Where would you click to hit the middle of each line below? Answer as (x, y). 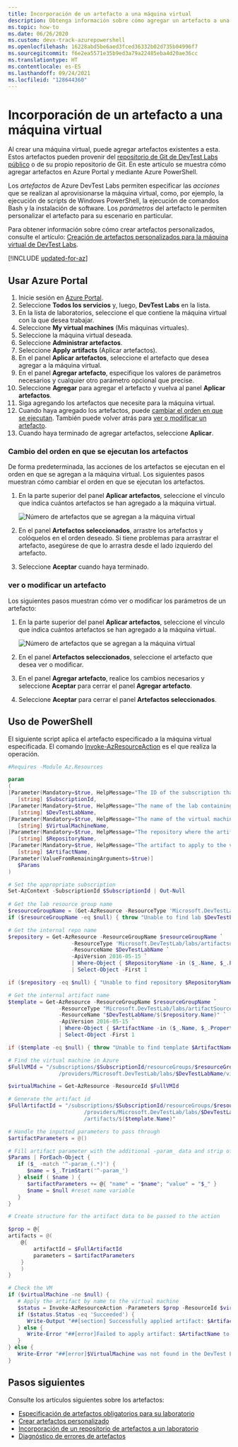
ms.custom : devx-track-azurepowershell (67, 40)
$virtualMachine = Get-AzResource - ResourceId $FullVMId (94, 1086)
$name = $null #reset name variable (81, 1191)
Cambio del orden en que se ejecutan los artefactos (98, 452)
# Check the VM (30, 1288)
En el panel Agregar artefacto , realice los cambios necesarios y (111, 678)
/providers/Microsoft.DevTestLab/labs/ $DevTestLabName (141, 1074)
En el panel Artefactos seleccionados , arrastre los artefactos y (111, 530)
